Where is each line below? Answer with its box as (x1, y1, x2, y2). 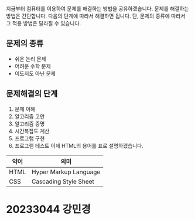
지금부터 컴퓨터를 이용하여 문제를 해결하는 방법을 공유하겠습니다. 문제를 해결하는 (6, 5, 189, 12)
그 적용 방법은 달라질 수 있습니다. (6, 20, 81, 26)
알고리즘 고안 (14, 113, 45, 120)
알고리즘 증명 (14, 120, 45, 127)
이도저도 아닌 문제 (14, 70, 56, 77)
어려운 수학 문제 (14, 62, 51, 69)
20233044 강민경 (6, 202, 91, 216)
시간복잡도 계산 (14, 127, 50, 134)
